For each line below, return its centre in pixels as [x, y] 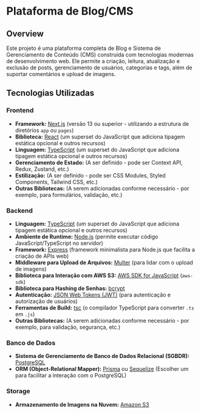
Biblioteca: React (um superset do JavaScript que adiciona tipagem [100, 136]
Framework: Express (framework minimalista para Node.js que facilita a [105, 249]
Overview [25, 34]
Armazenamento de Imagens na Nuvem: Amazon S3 [82, 404]
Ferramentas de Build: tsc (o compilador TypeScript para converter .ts [104, 308]
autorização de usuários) [46, 301]
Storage [18, 392]
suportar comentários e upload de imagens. [61, 74]
